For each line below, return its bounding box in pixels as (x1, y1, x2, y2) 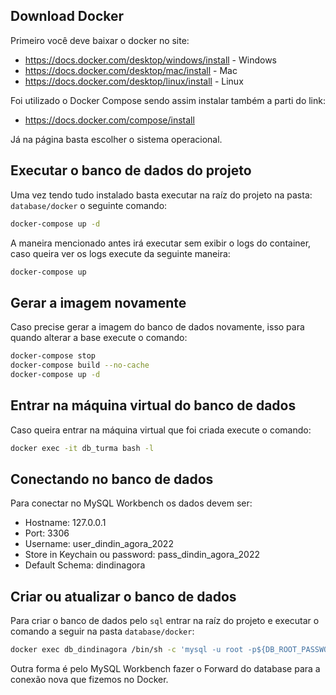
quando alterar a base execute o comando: (10, 332, 188, 344)
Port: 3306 (24, 527, 70, 539)
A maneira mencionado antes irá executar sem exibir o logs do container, (10, 237, 312, 249)
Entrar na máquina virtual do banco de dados (10, 397, 297, 414)
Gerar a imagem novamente (10, 294, 187, 311)
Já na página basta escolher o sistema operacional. (10, 133, 223, 145)
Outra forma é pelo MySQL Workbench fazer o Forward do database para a (10, 663, 321, 674)
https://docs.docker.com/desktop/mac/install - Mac (24, 64, 238, 76)
